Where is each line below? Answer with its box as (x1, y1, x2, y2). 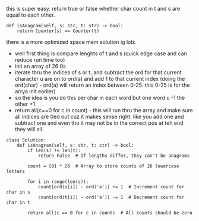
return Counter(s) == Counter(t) (17, 28, 100, 34)
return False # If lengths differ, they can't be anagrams (37, 153, 190, 159)
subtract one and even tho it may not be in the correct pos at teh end (14, 119, 184, 127)
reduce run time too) (14, 56, 65, 63)
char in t (6, 200, 31, 206)
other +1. (14, 100, 37, 108)
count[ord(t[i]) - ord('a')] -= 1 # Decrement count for (37, 194, 185, 200)
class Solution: (6, 137, 46, 143)
